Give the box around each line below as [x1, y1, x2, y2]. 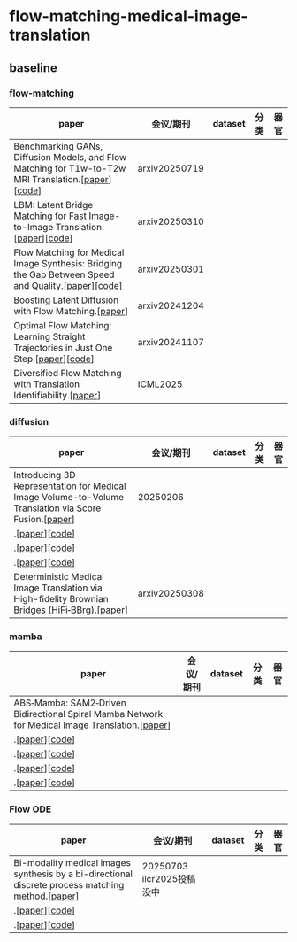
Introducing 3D [13, 469, 77, 482]
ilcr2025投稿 [141, 872, 196, 884]
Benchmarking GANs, [13, 140, 103, 152]
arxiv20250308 [137, 587, 205, 599]
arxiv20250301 [137, 263, 205, 275]
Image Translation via [13, 582, 103, 594]
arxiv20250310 [137, 215, 205, 228]
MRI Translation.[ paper [13, 173, 109, 185]
